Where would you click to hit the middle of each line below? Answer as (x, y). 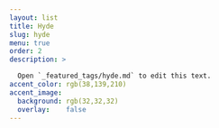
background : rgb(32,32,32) (68, 101)
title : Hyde (32, 26)
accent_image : (36, 92)
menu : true (30, 43)
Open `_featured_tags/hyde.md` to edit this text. (114, 76)
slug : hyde (30, 34)
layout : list (34, 18)
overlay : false (52, 109)
